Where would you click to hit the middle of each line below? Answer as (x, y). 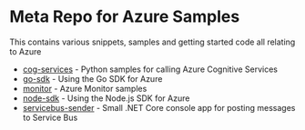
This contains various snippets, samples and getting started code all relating (152, 42)
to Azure (25, 51)
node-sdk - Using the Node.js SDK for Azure (106, 98)
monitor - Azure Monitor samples (85, 88)
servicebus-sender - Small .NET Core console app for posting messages (159, 107)
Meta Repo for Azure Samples (125, 17)
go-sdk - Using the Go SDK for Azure (92, 78)
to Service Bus (50, 117)
